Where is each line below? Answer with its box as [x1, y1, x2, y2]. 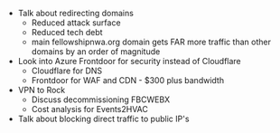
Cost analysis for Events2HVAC [31, 104, 149, 114]
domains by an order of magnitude [31, 46, 161, 57]
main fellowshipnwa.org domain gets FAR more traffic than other [31, 36, 271, 47]
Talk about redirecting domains [17, 8, 134, 18]
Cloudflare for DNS [31, 65, 103, 76]
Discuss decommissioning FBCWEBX [31, 94, 171, 105]
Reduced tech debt [31, 27, 103, 37]
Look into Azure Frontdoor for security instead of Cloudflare [17, 56, 241, 66]
